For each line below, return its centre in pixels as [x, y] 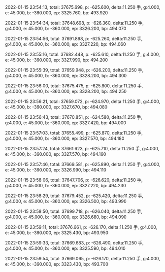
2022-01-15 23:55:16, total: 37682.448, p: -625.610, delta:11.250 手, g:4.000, [82, 54]
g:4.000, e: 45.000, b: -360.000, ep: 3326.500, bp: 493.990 [66, 201]
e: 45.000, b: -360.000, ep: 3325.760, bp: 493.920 [57, 13]
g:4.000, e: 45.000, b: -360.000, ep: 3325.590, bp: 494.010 [65, 248]
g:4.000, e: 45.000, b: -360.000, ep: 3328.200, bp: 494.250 [66, 91]
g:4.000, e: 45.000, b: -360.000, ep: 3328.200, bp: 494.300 [66, 76]
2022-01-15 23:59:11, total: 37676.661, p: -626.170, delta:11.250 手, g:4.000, [81, 227]
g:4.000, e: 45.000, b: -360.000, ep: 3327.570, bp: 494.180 [65, 138]
